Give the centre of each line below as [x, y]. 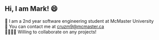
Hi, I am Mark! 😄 [31, 9]
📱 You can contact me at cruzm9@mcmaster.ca [54, 26]
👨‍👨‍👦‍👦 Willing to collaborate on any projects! [51, 32]
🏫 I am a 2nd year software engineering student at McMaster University [79, 21]
